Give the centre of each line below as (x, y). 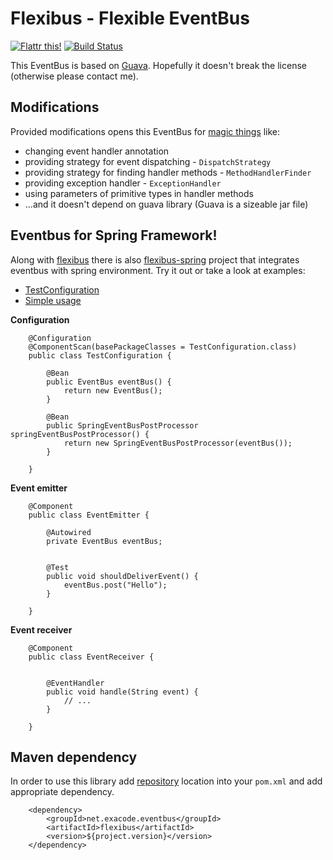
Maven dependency (74, 757)
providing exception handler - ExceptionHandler (123, 183)
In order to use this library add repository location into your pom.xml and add (166, 781)
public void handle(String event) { (122, 692)
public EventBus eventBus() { (109, 382)
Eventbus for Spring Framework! (114, 235)
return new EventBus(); (113, 390)
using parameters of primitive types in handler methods (139, 193)
